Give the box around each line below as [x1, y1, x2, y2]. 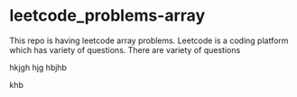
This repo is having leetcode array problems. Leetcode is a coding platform [9, 35, 289, 46]
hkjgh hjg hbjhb [9, 62, 68, 73]
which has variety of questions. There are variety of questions [9, 44, 241, 55]
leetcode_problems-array [9, 5, 206, 26]
